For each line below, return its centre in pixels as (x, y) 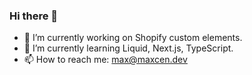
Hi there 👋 (34, 16)
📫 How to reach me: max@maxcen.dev (105, 60)
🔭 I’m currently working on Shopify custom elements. (133, 38)
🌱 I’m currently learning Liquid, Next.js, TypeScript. (128, 48)
